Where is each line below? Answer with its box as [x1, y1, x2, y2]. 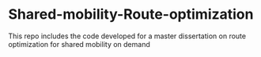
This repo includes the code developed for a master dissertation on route [8, 31, 247, 41]
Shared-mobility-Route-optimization [8, 5, 254, 23]
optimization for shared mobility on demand [8, 39, 150, 48]
